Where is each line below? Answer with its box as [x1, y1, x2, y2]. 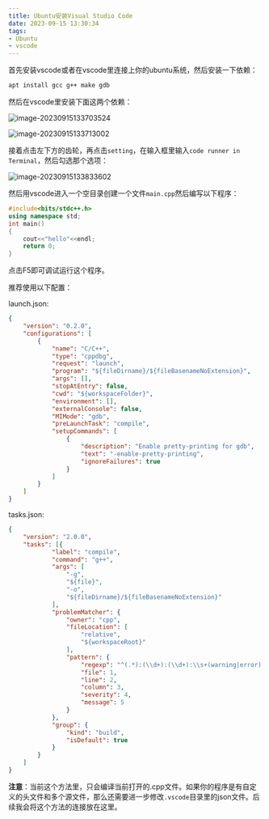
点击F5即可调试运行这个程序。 [8, 265, 109, 275]
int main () [8, 219, 45, 227]
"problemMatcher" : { [51, 608, 121, 616]
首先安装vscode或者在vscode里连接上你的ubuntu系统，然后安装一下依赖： [8, 66, 258, 75]
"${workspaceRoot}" [80, 639, 147, 647]
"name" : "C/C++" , [51, 345, 111, 353]
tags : [8, 27, 27, 35]
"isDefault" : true [65, 736, 128, 745]
